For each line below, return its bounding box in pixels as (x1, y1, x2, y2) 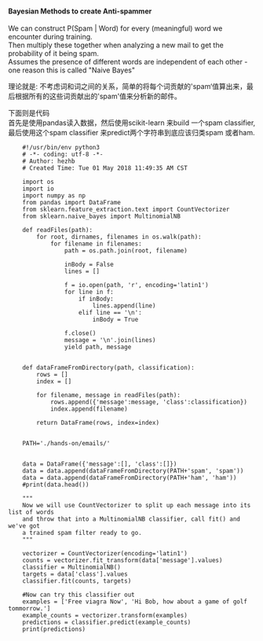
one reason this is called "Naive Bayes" (8, 65, 136, 75)
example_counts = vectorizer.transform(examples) (22, 612, 188, 620)
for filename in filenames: (49, 240, 143, 248)
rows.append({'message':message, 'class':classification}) (49, 398, 247, 407)
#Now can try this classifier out (22, 591, 135, 599)
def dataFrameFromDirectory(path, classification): (22, 364, 195, 372)
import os (22, 178, 55, 186)
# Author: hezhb (22, 157, 76, 165)
